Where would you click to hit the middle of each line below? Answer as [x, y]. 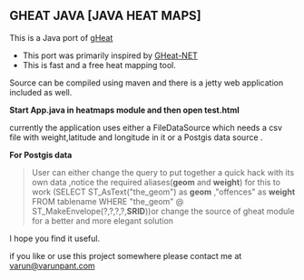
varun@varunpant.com [52, 265]
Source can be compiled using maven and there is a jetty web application [147, 83]
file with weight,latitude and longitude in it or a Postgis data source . [136, 137]
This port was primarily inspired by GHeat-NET [110, 55]
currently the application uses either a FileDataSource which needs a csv [146, 127]
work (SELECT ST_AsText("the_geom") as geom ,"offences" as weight [163, 192]
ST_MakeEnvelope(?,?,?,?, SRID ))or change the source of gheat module [163, 211]
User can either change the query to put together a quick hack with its [163, 172]
